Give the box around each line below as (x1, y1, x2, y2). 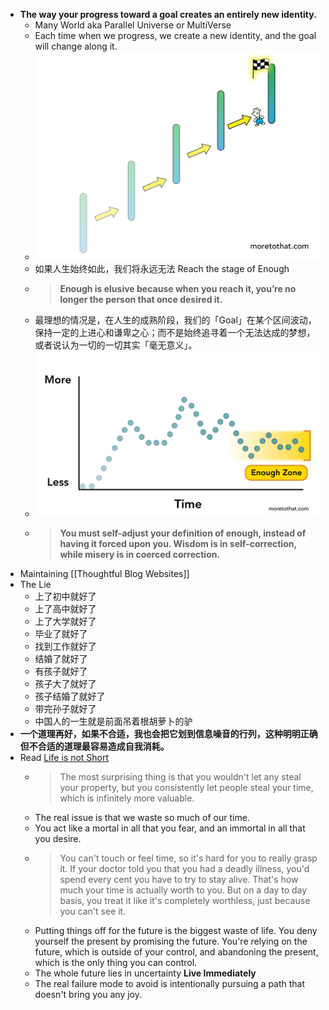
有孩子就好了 (34, 665, 88, 677)
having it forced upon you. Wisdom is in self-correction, (59, 537, 297, 549)
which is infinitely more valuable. (59, 792, 195, 804)
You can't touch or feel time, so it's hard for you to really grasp (59, 852, 318, 864)
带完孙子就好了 (34, 702, 97, 714)
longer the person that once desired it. (59, 294, 223, 306)
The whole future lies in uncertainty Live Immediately (34, 967, 257, 979)
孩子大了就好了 (34, 677, 97, 689)
